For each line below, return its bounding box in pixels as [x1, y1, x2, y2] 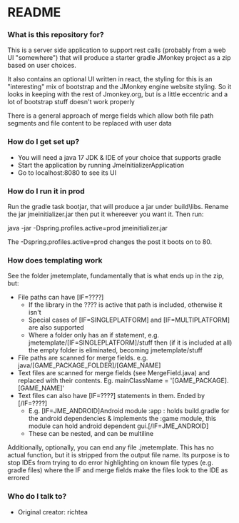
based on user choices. [7, 61, 76, 70]
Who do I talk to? [7, 492, 67, 502]
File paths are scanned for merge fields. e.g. [17, 354, 148, 362]
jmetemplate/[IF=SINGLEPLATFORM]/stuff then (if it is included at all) [28, 338, 233, 347]
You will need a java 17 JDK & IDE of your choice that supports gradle [17, 153, 221, 161]
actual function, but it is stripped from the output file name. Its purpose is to [7, 451, 230, 459]
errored [7, 474, 30, 482]
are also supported [28, 323, 84, 332]
